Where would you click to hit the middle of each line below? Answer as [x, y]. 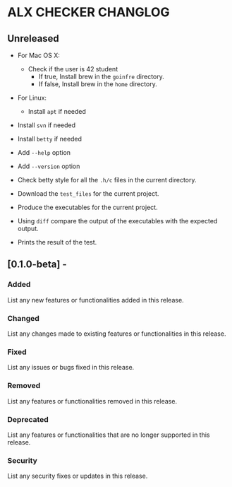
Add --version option [49, 166]
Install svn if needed [47, 125]
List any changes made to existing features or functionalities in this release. [117, 334]
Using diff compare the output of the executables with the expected [117, 221]
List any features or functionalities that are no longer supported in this [109, 435]
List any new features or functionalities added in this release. [96, 300]
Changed [24, 318]
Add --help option [44, 152]
